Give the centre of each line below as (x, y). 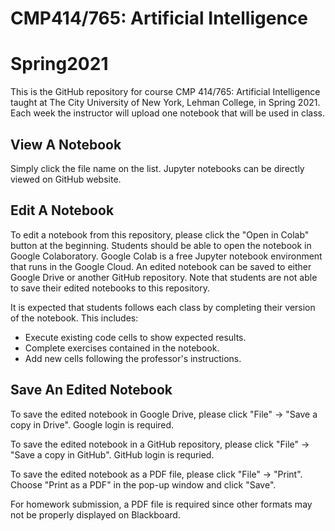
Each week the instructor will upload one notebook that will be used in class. (168, 113)
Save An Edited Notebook (91, 390)
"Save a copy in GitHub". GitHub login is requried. (112, 454)
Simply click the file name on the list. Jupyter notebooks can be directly (157, 168)
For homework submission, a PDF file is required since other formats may (161, 504)
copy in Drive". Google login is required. (92, 424)
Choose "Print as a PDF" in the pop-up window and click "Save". (143, 484)
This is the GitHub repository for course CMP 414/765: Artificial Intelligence (165, 92)
